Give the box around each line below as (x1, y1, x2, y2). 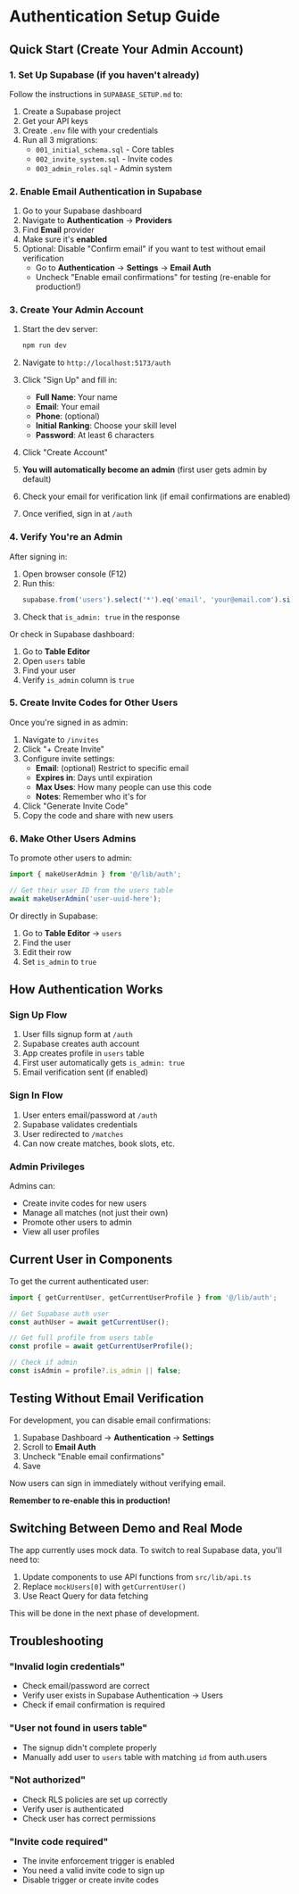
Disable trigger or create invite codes (21, 1874, 159, 1885)
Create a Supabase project (21, 105, 121, 117)
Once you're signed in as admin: (9, 717, 129, 727)
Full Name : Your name (35, 392, 118, 403)
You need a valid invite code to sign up (21, 1865, 165, 1876)
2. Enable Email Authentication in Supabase (9, 185, 203, 197)
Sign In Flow (9, 1089, 63, 1101)
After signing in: (9, 551, 68, 561)
